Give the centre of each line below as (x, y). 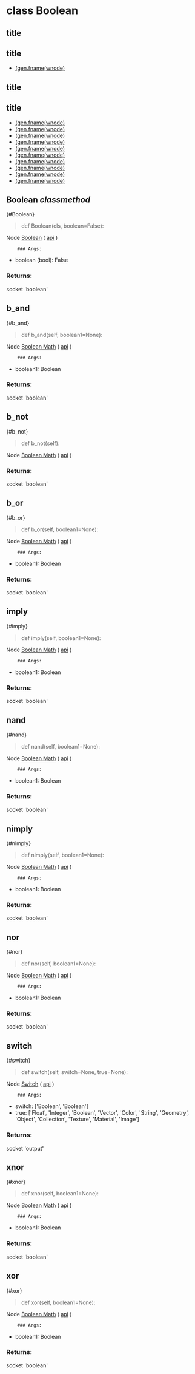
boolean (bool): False (41, 260)
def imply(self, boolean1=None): (61, 638)
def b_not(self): (40, 443)
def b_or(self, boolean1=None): (60, 529)
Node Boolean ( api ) (32, 238)
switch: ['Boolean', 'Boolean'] (52, 1106)
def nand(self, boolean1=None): (60, 746)
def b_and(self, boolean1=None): (62, 335)
